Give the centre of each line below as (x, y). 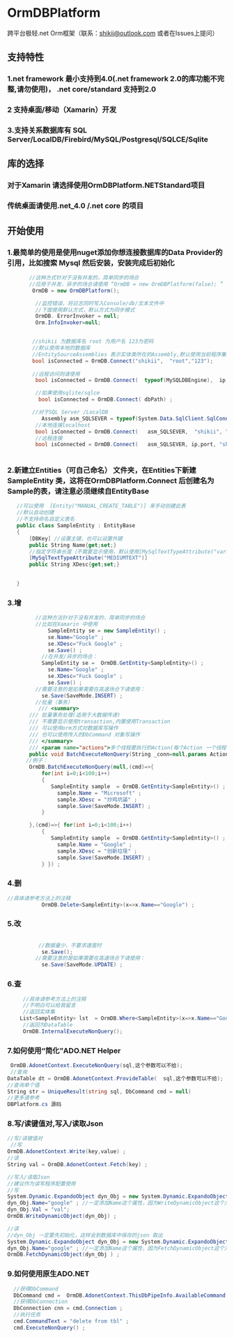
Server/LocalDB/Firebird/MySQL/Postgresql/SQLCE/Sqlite (108, 140)
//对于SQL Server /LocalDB (70, 412)
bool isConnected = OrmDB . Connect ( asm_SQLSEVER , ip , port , (126, 445)
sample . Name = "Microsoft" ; (99, 793)
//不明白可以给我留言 (49, 1006)
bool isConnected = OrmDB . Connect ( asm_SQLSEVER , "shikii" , (129, 432)
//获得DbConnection (41, 1302)
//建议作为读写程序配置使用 (42, 1184)
